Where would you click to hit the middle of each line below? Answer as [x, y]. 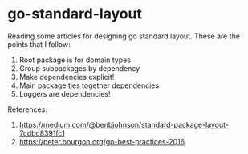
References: [27, 109]
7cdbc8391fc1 [42, 133]
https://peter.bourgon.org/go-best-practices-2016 [102, 141]
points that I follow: [39, 44]
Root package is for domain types [75, 60]
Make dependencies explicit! [67, 77]
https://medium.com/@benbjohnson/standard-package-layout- [124, 124]
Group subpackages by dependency [79, 68]
